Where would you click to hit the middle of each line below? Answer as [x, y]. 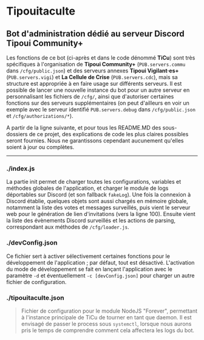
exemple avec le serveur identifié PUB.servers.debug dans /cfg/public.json [101, 109]
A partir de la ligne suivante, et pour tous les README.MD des [84, 128]
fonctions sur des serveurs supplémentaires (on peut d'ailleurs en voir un [98, 103]
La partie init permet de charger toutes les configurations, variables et [94, 182]
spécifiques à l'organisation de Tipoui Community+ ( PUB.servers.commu [96, 64]
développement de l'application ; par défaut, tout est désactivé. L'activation [100, 262]
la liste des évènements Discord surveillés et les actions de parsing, [91, 221]
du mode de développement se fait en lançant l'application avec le [90, 269]
